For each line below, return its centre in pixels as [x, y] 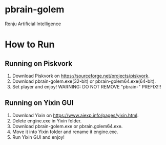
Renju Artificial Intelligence [33, 24]
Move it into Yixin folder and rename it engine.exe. [65, 132]
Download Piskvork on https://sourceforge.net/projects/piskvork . [81, 76]
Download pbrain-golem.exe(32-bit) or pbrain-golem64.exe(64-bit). [84, 81]
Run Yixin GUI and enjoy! [38, 137]
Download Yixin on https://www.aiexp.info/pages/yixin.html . [75, 115]
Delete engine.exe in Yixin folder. [47, 121]
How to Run [30, 44]
